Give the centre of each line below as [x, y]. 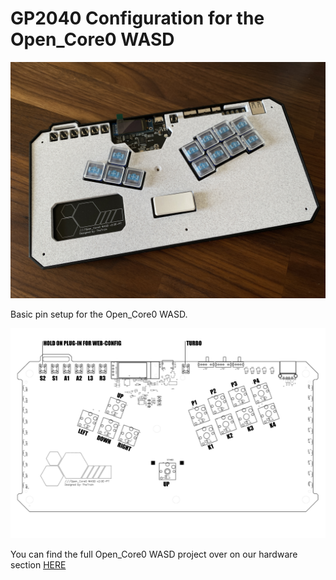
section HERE [38, 564]
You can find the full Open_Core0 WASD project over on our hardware [154, 554]
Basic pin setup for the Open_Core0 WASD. [99, 314]
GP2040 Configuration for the [137, 18]
